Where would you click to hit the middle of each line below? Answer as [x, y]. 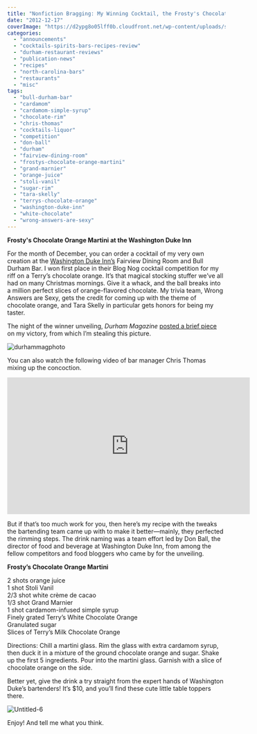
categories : [24, 33]
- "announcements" [40, 40]
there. [16, 696]
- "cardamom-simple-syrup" [52, 110]
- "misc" [26, 85]
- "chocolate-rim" [40, 117]
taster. [16, 312]
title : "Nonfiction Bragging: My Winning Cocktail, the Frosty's [103, 14]
